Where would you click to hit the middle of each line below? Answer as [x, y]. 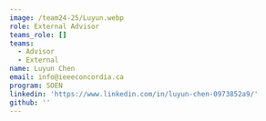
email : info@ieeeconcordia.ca [67, 77]
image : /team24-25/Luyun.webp [67, 18]
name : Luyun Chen [42, 69]
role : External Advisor [55, 26]
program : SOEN [36, 86]
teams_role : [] [38, 35]
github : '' [30, 102]
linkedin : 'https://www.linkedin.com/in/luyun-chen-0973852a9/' [134, 94]
